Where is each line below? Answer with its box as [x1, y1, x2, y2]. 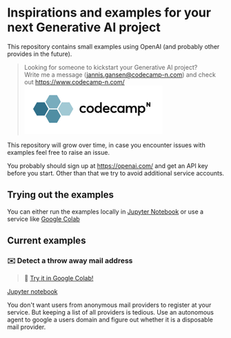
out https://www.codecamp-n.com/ [23, 77, 125, 86]
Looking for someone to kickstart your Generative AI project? [23, 63, 198, 71]
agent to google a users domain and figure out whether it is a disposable [7, 316, 214, 324]
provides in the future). [7, 50, 72, 58]
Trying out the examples [7, 189, 114, 201]
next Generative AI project [7, 19, 161, 35]
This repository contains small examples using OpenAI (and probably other [7, 42, 220, 50]
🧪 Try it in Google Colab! [23, 274, 94, 283]
